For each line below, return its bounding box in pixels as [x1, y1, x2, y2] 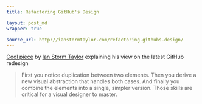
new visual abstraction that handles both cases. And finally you [21, 78, 180, 85]
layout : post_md [6, 19, 47, 26]
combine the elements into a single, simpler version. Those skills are [21, 85, 193, 92]
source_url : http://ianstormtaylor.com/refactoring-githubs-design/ [6, 36, 184, 43]
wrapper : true [6, 26, 43, 32]
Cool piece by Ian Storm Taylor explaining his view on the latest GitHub [6, 53, 184, 61]
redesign [6, 60, 29, 67]
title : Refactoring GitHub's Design [6, 9, 99, 15]
